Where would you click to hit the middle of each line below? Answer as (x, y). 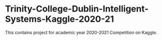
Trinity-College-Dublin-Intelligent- (77, 9)
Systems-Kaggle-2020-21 (59, 19)
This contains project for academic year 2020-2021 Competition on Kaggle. (81, 32)
